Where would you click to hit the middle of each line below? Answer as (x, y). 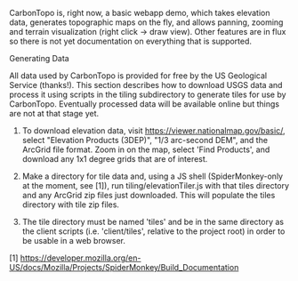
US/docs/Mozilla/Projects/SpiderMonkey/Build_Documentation (124, 267)
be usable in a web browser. (74, 241)
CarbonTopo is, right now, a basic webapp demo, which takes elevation (140, 13)
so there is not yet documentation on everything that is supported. (130, 41)
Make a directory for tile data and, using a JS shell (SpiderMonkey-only (152, 176)
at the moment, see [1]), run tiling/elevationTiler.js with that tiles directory (156, 185)
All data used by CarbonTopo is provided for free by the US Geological (138, 76)
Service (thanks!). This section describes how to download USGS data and (146, 85)
